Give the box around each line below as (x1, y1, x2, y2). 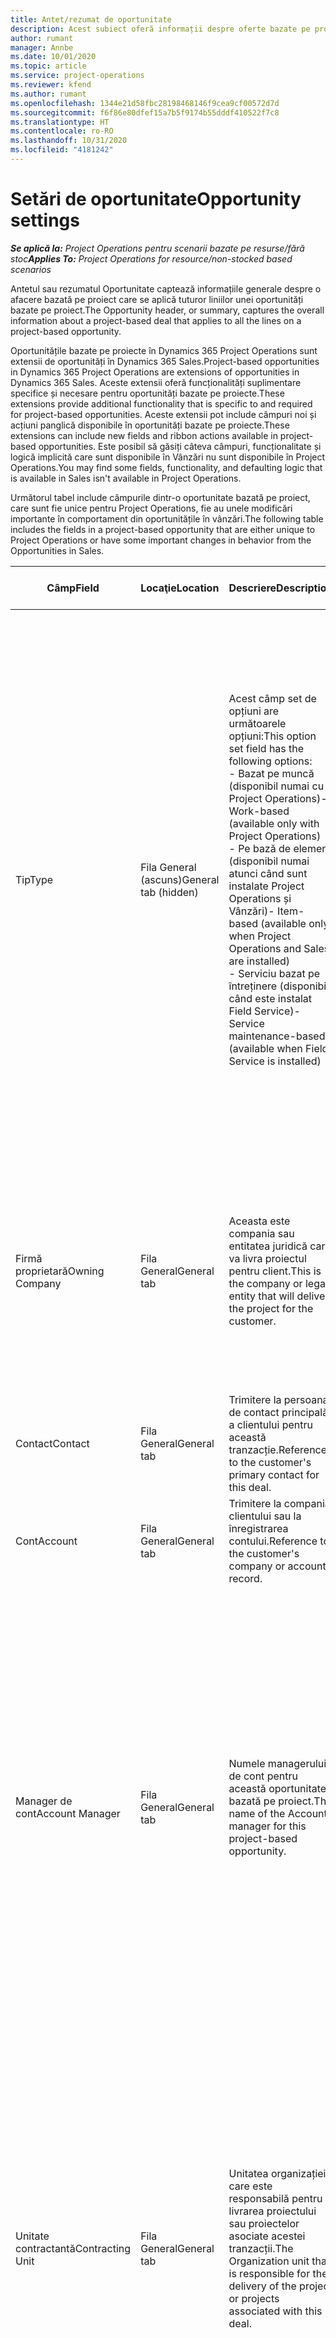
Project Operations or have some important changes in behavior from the (10, 534, 312, 546)
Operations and (228, 941, 302, 955)
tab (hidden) (140, 885, 199, 899)
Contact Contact (15, 1436, 90, 1450)
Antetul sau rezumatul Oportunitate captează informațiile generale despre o (10, 282, 322, 295)
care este (228, 2179, 273, 2193)
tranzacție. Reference (228, 1442, 328, 1456)
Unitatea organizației (228, 2166, 327, 2180)
